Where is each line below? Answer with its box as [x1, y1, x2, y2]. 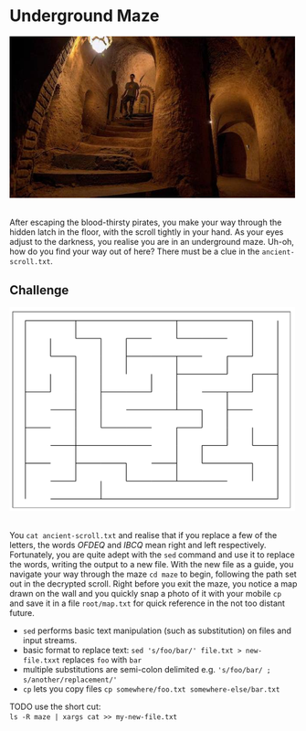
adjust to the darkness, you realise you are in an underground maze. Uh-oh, [9, 237, 295, 248]
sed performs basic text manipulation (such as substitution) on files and [22, 625, 292, 636]
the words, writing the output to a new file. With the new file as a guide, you [9, 559, 294, 569]
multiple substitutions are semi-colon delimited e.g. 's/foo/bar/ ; [22, 664, 271, 674]
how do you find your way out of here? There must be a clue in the [9, 246, 260, 257]
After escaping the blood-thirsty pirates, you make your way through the [9, 217, 282, 228]
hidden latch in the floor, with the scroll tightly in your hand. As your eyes [9, 227, 284, 238]
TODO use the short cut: [9, 701, 101, 712]
